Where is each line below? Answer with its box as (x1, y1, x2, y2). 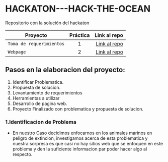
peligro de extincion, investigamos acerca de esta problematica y (12, 135, 148, 141)
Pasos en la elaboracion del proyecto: (5, 66, 125, 74)
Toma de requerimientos (8, 41, 65, 46)
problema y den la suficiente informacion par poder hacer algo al (12, 146, 147, 152)
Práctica (69, 31, 90, 38)
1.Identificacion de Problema (5, 118, 77, 125)
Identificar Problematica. (12, 79, 64, 85)
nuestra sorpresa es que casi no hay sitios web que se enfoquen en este (12, 141, 163, 147)
